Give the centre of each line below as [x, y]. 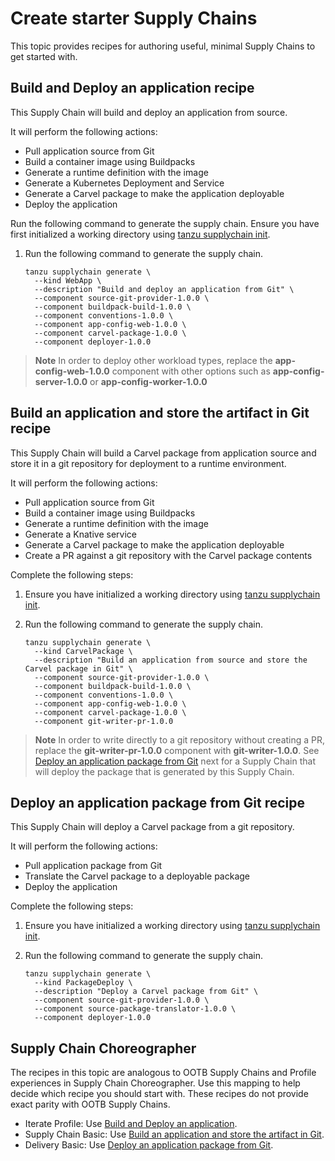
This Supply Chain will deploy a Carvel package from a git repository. [152, 827]
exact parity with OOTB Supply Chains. [90, 1104]
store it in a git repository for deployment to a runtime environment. [148, 463]
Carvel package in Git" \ [78, 668]
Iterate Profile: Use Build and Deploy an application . [131, 1124]
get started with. [44, 56]
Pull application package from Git [93, 866]
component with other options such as [191, 371]
